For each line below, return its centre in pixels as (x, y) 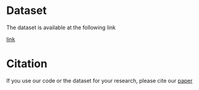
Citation (27, 64)
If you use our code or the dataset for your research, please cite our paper (100, 80)
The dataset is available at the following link (61, 27)
